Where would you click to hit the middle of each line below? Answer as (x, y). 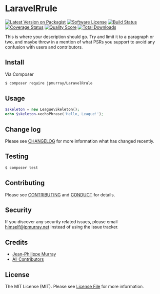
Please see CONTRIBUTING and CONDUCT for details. (60, 195)
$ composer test (21, 168)
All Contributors (28, 259)
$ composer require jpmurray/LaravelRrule (49, 83)
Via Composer (20, 74)
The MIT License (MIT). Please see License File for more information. (74, 286)
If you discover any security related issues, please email (61, 222)
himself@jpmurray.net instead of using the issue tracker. (62, 227)
